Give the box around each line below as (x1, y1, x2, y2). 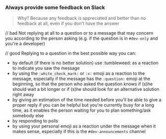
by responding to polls (12, 118, 58, 124)
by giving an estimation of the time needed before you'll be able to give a (12, 97, 162, 103)
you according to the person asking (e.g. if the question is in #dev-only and (5, 35, 158, 41)
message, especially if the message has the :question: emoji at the (12, 76, 150, 82)
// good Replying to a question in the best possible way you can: (5, 50, 136, 56)
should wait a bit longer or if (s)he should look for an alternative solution (12, 86, 160, 92)
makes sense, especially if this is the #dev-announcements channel (12, 129, 146, 135)
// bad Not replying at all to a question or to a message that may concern (5, 30, 154, 36)
